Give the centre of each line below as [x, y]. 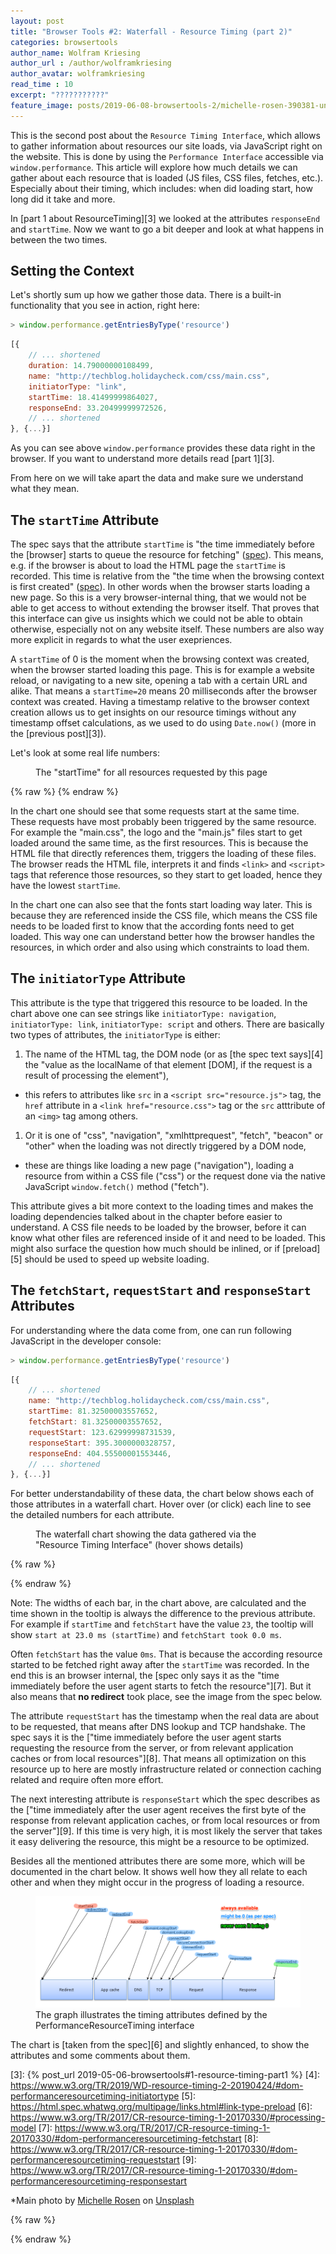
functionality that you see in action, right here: [105, 306]
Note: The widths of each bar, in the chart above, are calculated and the [158, 1603]
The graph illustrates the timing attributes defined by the [151, 2015]
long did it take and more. [63, 199]
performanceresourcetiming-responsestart [99, 2181]
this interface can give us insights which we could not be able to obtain [156, 618]
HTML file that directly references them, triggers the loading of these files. [163, 853]
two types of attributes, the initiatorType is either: [115, 1034]
